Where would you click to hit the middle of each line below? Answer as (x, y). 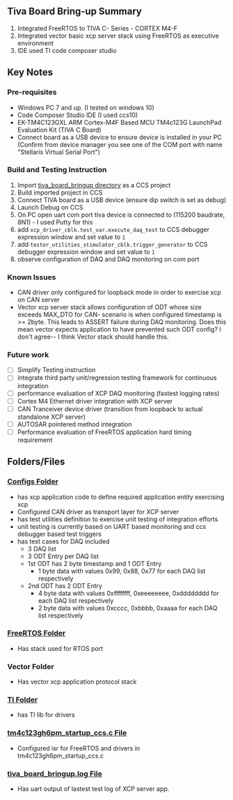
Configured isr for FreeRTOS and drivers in (79, 748)
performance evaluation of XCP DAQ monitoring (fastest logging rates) (118, 393)
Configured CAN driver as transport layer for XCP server (98, 511)
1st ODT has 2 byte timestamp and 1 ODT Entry (95, 563)
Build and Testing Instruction (57, 170)
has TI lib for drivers (46, 715)
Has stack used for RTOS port (60, 648)
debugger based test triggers (59, 534)
